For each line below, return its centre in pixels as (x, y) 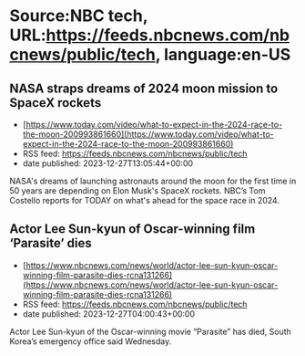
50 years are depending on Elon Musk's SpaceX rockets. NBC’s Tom (137, 191)
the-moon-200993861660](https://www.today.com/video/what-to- (148, 134)
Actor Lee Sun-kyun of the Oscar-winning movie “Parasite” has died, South (150, 331)
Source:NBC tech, (79, 16)
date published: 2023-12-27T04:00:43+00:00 (109, 314)
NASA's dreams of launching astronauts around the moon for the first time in (153, 181)
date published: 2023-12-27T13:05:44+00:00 (108, 163)
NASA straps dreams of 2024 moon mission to (144, 88)
